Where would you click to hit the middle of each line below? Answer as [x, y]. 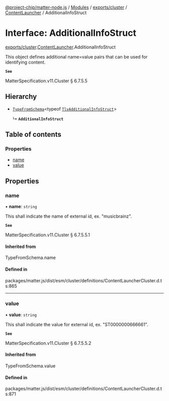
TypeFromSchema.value [30, 366]
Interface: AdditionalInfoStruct [71, 33]
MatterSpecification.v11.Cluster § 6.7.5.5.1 [48, 235]
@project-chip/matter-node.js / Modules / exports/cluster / [66, 7]
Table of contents [33, 135]
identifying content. [25, 62]
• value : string [21, 315]
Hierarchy [21, 97]
